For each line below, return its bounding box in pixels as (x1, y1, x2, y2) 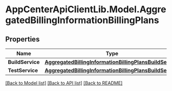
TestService (8, 67, 38, 74)
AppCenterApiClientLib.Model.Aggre (5, 4, 166, 15)
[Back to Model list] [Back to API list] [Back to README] (5, 80, 123, 86)
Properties (5, 35, 40, 43)
